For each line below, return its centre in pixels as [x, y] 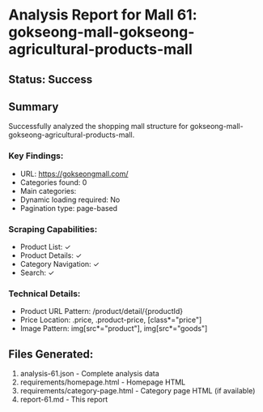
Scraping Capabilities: [53, 229]
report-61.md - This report [64, 400]
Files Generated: [51, 354]
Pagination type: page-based [69, 208]
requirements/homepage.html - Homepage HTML [103, 382]
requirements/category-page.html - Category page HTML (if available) [138, 391]
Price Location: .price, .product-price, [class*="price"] [111, 320]
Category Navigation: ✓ [59, 264]
